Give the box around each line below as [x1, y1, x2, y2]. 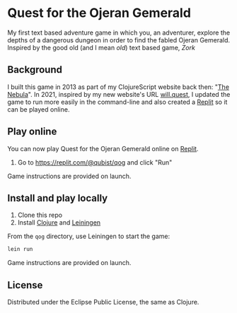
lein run [7, 246, 33, 253]
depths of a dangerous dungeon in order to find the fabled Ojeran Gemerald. [7, 35, 231, 44]
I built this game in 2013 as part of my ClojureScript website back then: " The [7, 83, 230, 91]
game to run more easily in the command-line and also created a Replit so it [7, 98, 228, 106]
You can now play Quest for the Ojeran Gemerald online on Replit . [7, 144, 199, 153]
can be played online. [7, 105, 70, 114]
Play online [7, 126, 57, 138]
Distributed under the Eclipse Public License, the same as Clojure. [7, 298, 200, 307]
